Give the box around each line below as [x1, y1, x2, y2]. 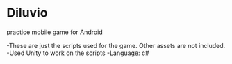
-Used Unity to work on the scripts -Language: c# [6, 49, 150, 57]
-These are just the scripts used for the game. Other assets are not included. [6, 41, 226, 49]
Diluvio [6, 5, 48, 21]
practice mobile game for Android [6, 28, 103, 36]
